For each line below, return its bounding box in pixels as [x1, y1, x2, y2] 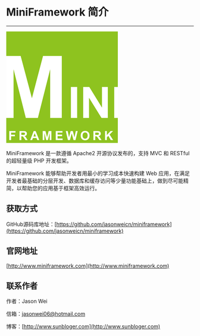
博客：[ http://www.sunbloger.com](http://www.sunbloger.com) [6, 323, 161, 330]
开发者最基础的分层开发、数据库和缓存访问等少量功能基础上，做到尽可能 [6, 177, 183, 184]
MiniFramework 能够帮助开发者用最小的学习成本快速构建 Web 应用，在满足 [6, 169, 190, 177]
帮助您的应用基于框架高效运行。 [21, 184, 100, 191]
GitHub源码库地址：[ [6, 221, 57, 228]
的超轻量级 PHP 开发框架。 [6, 157, 73, 164]
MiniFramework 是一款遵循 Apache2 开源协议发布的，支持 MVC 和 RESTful [6, 149, 190, 156]
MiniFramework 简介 [6, 5, 109, 19]
